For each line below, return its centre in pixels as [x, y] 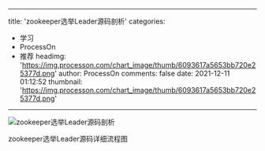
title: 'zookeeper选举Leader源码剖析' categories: [87, 21]
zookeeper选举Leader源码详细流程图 [68, 139]
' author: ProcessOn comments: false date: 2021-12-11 [142, 73]
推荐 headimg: [43, 56]
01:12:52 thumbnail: [51, 82]
